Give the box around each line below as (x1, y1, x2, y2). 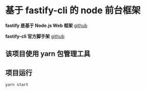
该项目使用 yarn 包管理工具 (5, 49, 91, 58)
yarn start (5, 82, 29, 87)
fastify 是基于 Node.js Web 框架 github (5, 22, 88, 28)
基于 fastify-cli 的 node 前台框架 (5, 5, 141, 16)
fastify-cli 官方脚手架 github (5, 33, 65, 39)
